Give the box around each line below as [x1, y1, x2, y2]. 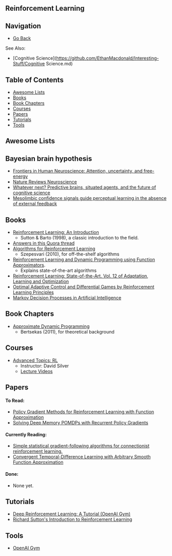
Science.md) [46, 61, 73, 67]
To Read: [5, 397, 25, 403]
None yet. [12, 483, 34, 489]
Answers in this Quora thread [12, 240, 75, 246]
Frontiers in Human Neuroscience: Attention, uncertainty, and [12, 168, 143, 174]
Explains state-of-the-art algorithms [20, 267, 97, 274]
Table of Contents [5, 76, 64, 84]
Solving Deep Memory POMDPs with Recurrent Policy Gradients [12, 420, 148, 426]
